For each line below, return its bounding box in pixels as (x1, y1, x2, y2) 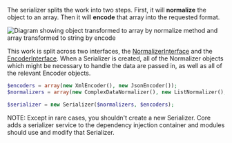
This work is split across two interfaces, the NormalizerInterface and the (7, 47, 213, 55)
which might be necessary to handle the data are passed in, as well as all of (7, 62, 222, 69)
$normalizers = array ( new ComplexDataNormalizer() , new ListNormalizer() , (7, 89, 227, 96)
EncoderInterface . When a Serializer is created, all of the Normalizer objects (7, 54, 224, 63)
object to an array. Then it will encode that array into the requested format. (7, 13, 220, 21)
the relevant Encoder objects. (7, 69, 91, 77)
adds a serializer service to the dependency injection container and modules (7, 120, 225, 129)
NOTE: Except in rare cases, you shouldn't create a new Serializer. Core (7, 113, 211, 122)
